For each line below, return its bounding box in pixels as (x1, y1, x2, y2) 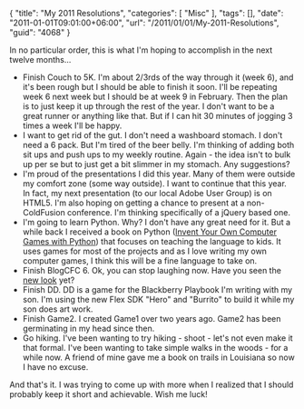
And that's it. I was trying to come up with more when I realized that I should (9, 379, 294, 390)
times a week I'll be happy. (22, 120, 123, 131)
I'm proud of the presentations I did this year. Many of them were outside (22, 168, 296, 179)
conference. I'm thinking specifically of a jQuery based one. (66, 207, 290, 217)
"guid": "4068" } (9, 27, 71, 37)
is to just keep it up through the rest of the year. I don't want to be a (22, 101, 275, 112)
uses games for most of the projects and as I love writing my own (22, 245, 268, 256)
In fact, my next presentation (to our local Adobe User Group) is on (22, 188, 272, 198)
